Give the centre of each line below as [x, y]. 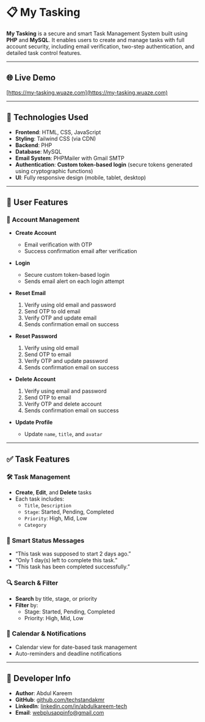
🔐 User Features [37, 202]
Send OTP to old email [52, 312]
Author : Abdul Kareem [44, 693]
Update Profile [34, 423]
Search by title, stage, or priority [56, 598]
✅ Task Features [38, 459]
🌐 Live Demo [31, 78]
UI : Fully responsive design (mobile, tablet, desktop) [81, 177]
